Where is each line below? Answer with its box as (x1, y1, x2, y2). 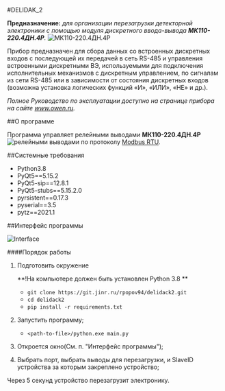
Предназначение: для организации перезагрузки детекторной (7, 19, 193, 27)
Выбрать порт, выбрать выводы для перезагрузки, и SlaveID (16, 356, 194, 364)
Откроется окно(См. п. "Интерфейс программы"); (16, 342, 163, 351)
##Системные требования (7, 151, 85, 159)
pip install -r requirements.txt (27, 304, 123, 311)
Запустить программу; (16, 316, 84, 324)
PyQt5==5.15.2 (16, 171, 59, 180)
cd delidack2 (27, 296, 65, 303)
